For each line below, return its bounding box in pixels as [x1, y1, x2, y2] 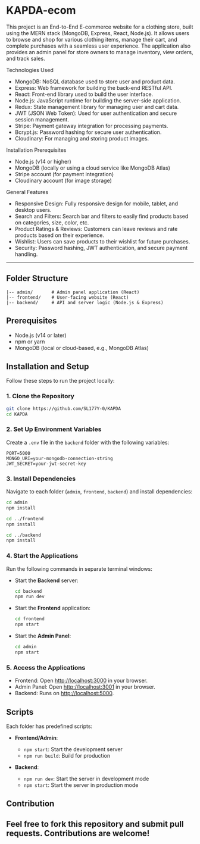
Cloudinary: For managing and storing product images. [14, 135, 149, 142]
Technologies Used [6, 66, 54, 73]
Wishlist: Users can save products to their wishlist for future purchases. [14, 237, 190, 245]
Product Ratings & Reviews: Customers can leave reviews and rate [14, 225, 178, 232]
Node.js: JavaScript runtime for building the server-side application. [14, 96, 182, 104]
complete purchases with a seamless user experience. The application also [6, 42, 191, 49]
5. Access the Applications [6, 663, 86, 671]
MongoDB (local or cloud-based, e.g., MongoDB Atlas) [14, 344, 149, 351]
